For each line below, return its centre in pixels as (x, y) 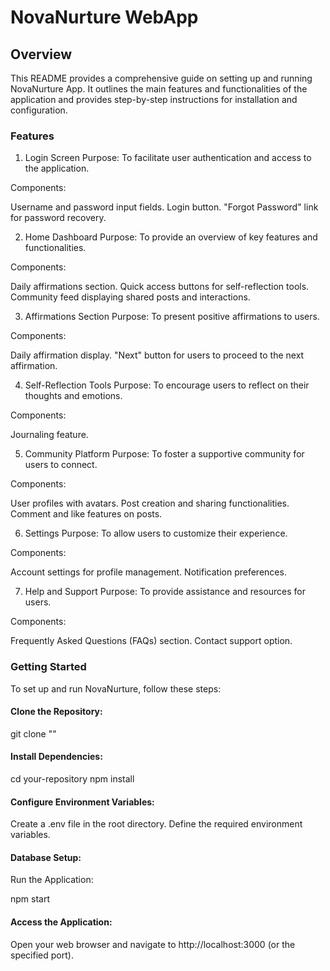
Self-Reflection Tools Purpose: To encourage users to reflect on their (167, 385)
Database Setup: (46, 857)
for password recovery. (58, 218)
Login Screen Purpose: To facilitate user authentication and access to (168, 158)
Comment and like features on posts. (86, 514)
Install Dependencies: (56, 757)
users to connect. (61, 465)
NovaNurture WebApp (104, 17)
